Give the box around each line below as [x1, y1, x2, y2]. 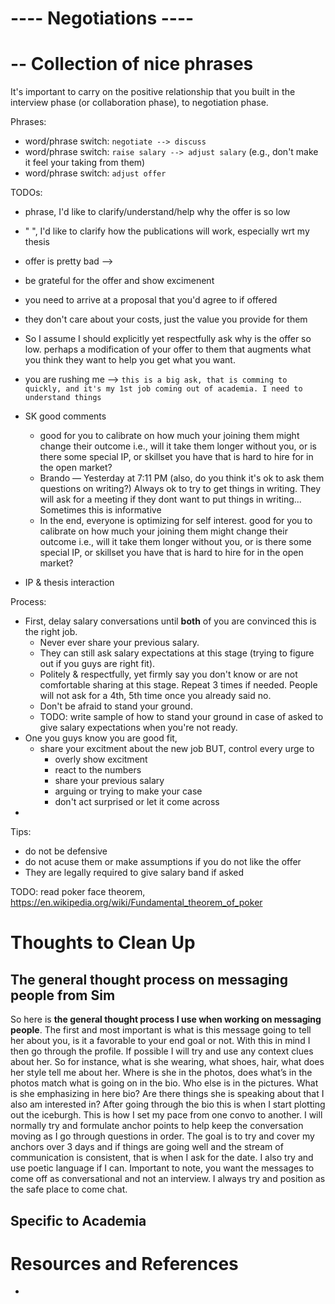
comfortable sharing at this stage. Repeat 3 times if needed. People [39, 679, 318, 691]
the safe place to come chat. [10, 1183, 128, 1196]
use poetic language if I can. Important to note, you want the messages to [10, 1162, 315, 1174]
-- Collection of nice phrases [10, 53, 254, 76]
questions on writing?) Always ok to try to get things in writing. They [39, 483, 322, 495]
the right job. [24, 626, 78, 638]
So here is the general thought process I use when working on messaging [10, 1013, 322, 1026]
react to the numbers [54, 764, 142, 776]
